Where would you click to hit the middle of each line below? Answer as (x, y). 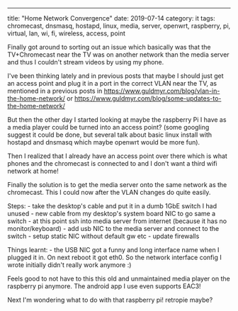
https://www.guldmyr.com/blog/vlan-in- (162, 91)
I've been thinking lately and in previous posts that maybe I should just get (116, 76)
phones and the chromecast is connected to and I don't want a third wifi (112, 163)
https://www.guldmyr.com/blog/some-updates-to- (148, 98)
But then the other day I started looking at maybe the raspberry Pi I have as (117, 120)
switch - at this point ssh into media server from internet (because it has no (117, 221)
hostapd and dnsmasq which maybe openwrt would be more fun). (104, 142)
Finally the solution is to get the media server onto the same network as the (117, 185)
